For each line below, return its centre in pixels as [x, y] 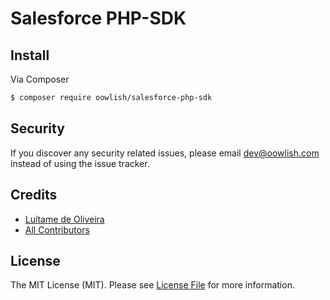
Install [30, 55]
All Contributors [57, 229]
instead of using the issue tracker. [80, 163]
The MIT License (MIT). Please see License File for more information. [152, 285]
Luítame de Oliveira [64, 219]
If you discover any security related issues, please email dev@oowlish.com [165, 153]
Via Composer [40, 79]
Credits [34, 195]
